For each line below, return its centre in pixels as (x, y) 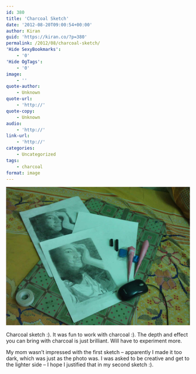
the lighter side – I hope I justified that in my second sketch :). (80, 365)
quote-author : (23, 87)
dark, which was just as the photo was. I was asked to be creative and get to (98, 358)
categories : (20, 148)
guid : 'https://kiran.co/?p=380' (47, 37)
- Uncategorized (36, 155)
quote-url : (19, 99)
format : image (23, 173)
